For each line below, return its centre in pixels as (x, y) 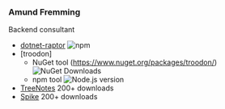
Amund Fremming (45, 12)
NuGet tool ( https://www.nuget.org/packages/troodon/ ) (125, 62)
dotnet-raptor (43, 45)
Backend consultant (42, 30)
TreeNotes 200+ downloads (67, 88)
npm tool (47, 80)
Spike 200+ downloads (59, 97)
